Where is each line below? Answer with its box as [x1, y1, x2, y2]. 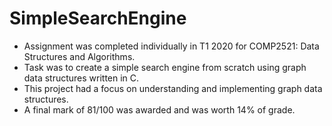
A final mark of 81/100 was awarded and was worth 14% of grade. [23, 103, 296, 116]
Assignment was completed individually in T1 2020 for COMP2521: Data [23, 40, 320, 52]
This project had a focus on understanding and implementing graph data [23, 82, 323, 94]
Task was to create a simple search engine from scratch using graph [23, 61, 307, 73]
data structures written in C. [23, 72, 140, 84]
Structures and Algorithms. [23, 50, 136, 62]
